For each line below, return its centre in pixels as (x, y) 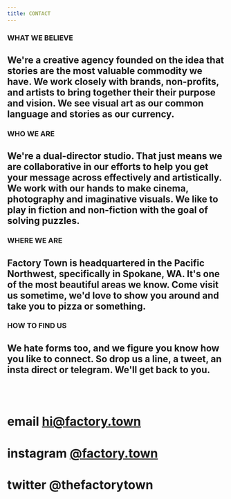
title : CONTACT (29, 13)
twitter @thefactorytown (80, 485)
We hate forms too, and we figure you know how (113, 348)
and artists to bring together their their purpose (111, 92)
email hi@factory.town (74, 422)
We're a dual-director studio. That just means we (115, 156)
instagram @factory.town (83, 453)
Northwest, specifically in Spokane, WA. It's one (113, 274)
